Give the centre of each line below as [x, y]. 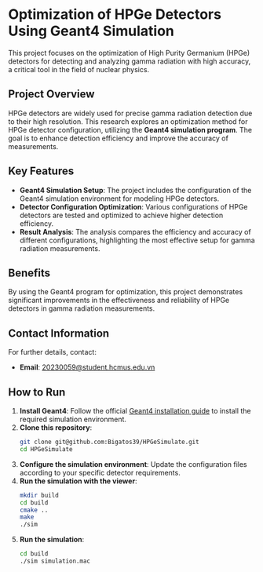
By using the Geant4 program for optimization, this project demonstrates [126, 292]
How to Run [37, 392]
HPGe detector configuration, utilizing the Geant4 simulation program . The [130, 129]
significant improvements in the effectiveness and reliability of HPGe [119, 301]
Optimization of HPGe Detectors [115, 15]
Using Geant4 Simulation [91, 31]
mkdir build [39, 495]
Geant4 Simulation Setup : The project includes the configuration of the [135, 190]
